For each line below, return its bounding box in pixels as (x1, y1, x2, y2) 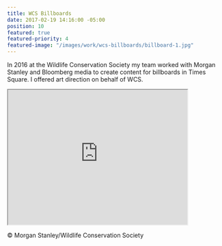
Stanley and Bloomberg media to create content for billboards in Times (7, 68, 206, 76)
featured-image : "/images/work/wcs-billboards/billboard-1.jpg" (7, 42, 194, 49)
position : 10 (7, 23, 44, 29)
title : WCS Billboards (7, 10, 72, 17)
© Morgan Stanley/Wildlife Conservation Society (7, 231, 144, 239)
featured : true (7, 29, 51, 36)
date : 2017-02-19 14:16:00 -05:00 (7, 16, 106, 23)
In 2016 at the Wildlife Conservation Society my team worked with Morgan (7, 61, 216, 69)
